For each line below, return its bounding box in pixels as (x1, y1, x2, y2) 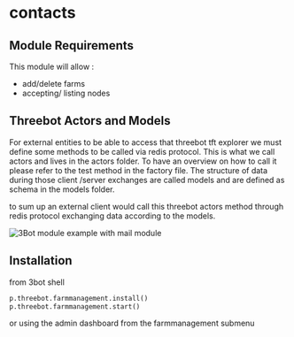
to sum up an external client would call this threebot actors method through (9, 201, 284, 211)
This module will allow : (9, 61, 95, 72)
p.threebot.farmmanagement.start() (9, 302, 141, 311)
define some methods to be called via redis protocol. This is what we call (9, 146, 275, 157)
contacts (9, 3, 76, 23)
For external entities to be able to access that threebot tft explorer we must (9, 136, 282, 148)
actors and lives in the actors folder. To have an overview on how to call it (9, 156, 277, 166)
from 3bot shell (9, 277, 65, 287)
